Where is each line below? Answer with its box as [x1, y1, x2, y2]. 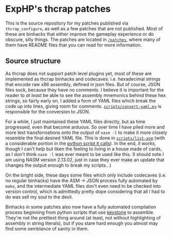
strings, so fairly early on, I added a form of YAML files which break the [5, 97, 156, 104]
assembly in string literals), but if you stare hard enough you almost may [5, 220, 158, 226]
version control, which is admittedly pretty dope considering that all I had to [5, 188, 165, 194]
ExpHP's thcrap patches [5, 3, 111, 15]
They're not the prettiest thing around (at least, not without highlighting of [5, 214, 161, 221]
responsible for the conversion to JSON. [5, 108, 90, 114]
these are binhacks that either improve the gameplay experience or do [5, 31, 154, 37]
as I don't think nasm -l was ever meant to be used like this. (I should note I [5, 151, 164, 157]
